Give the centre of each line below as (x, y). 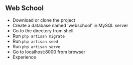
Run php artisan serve (36, 46)
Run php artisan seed (35, 41)
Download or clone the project (44, 20)
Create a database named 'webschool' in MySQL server (70, 25)
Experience (24, 57)
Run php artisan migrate (39, 36)
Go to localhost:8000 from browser (49, 52)
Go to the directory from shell (43, 31)
